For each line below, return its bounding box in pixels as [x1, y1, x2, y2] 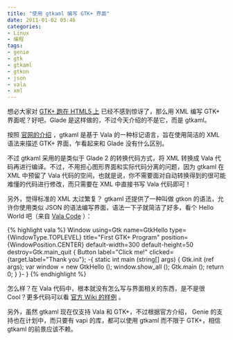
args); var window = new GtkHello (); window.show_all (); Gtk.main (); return [7, 262, 224, 271]
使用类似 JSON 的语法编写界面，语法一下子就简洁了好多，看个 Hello [19, 204, 214, 212]
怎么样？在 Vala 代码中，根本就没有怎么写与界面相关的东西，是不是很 [7, 285, 205, 293]
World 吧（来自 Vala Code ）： [7, 212, 92, 220]
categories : [7, 23, 42, 30]
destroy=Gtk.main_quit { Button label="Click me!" [7, 248, 148, 256]
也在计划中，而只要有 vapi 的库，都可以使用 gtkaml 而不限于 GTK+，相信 [12, 316, 221, 325]
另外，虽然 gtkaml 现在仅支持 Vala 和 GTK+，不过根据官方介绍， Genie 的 [7, 307, 217, 316]
